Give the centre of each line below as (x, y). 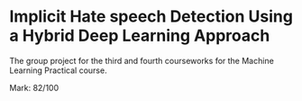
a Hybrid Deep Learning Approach (140, 36)
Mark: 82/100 (34, 87)
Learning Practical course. (58, 70)
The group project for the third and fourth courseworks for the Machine (142, 60)
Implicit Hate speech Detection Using (151, 17)
